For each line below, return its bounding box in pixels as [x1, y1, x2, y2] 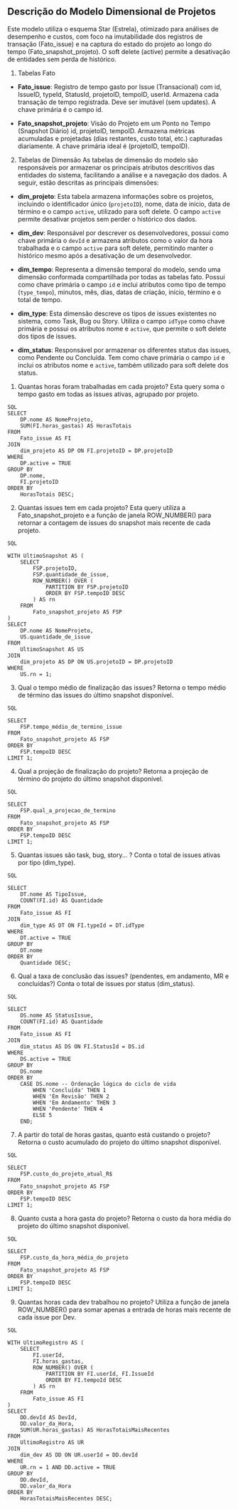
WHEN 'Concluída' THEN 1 [33, 1087, 107, 1094]
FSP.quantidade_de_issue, [33, 571, 110, 578]
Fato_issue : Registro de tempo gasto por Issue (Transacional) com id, [17, 82, 222, 91]
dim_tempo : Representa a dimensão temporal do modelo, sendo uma [17, 265, 221, 274]
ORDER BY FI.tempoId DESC [45, 1376, 122, 1384]
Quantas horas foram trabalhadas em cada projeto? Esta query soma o [17, 382, 225, 390]
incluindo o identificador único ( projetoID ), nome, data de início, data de [17, 199, 231, 208]
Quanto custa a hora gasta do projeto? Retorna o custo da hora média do [17, 1214, 232, 1223]
